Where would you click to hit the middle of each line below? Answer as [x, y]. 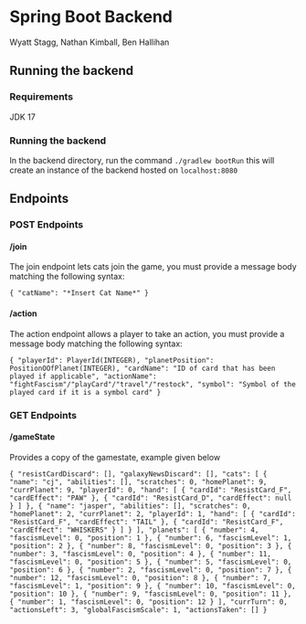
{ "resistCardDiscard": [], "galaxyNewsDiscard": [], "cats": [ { [138, 474]
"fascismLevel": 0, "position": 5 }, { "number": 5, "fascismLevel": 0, [151, 562]
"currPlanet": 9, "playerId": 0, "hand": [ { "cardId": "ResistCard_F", [151, 490]
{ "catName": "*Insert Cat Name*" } [79, 293]
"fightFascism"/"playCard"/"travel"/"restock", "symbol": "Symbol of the [153, 384]
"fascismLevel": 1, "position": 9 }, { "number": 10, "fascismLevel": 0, [153, 586]
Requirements [42, 97]
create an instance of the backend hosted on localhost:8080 [124, 170]
